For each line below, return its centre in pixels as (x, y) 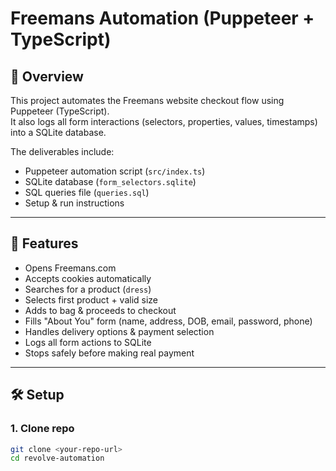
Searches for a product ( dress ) (88, 289)
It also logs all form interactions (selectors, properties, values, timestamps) (164, 121)
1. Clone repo (42, 429)
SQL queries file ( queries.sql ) (87, 192)
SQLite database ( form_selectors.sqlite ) (110, 181)
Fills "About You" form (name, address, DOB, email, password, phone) (168, 321)
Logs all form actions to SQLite (88, 342)
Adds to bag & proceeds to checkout (100, 310)
